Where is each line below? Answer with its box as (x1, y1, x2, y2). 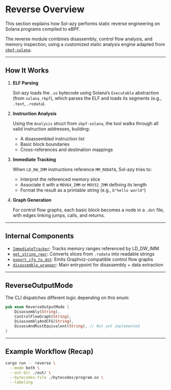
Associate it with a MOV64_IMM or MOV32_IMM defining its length (20, 181, 147, 187)
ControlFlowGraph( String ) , (14, 314, 72, 320)
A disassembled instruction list (20, 135, 85, 141)
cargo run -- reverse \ (5, 361, 56, 366)
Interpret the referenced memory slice (20, 176, 100, 182)
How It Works (5, 66, 49, 75)
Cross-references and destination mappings (20, 147, 113, 153)
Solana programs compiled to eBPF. (5, 26, 80, 32)
